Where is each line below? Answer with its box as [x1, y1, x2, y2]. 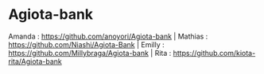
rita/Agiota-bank [8, 57, 62, 66]
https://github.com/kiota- [173, 48, 256, 57]
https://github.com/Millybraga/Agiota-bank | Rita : [8, 48, 172, 57]
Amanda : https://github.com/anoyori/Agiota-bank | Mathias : [8, 31, 208, 41]
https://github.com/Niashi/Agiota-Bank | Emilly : [8, 39, 165, 49]
